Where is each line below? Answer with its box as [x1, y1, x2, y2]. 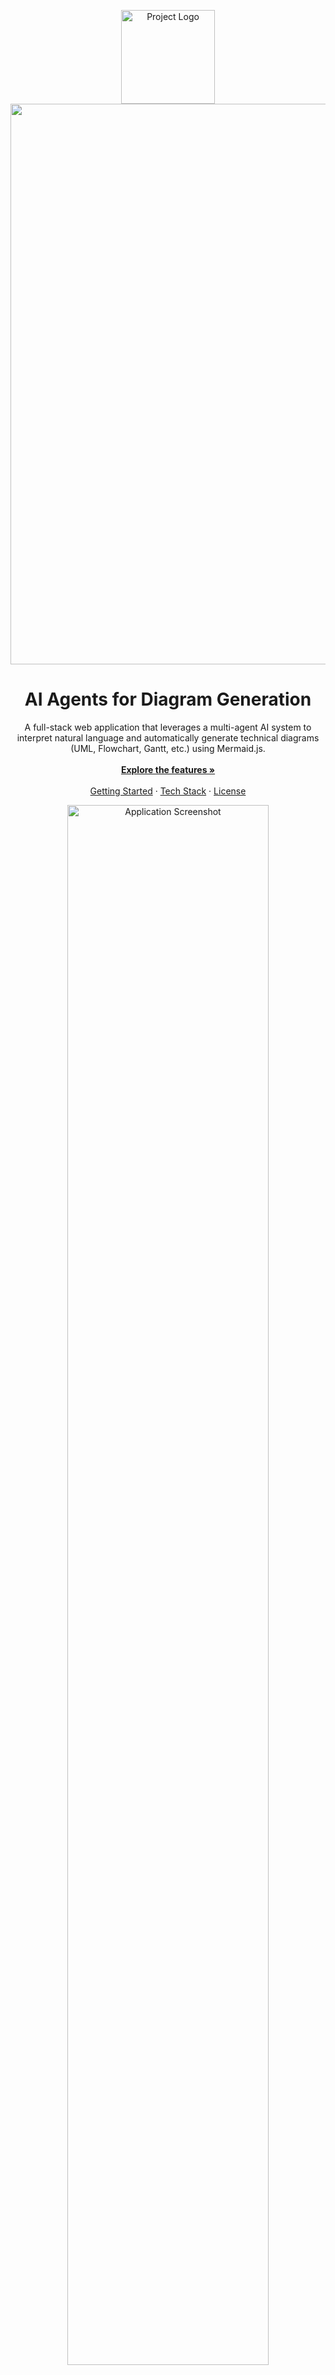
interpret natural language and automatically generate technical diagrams [16, 731, 320, 744]
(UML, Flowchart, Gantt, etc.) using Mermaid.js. [70, 742, 266, 754]
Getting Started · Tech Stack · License [89, 785, 247, 797]
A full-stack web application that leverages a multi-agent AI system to [24, 721, 312, 733]
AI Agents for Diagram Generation [24, 688, 312, 711]
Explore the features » [120, 763, 216, 775]
